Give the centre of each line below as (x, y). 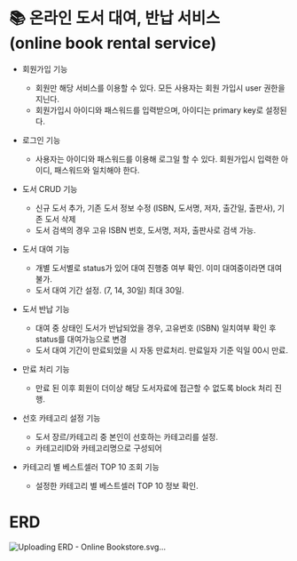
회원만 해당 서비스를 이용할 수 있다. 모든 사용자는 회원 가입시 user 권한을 (160, 88)
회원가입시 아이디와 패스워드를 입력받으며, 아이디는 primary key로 (149, 110)
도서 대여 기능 (46, 249)
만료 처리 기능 (46, 369)
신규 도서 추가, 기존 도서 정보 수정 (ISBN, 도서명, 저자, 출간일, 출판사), (155, 208)
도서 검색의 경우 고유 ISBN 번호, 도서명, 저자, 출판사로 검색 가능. (145, 230)
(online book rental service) (113, 43)
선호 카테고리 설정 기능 (61, 418)
